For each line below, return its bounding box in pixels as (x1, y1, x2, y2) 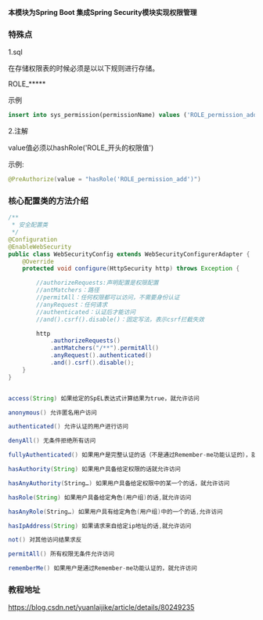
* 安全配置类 (11, 221, 49, 229)
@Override (22, 257, 55, 265)
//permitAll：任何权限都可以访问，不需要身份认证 (36, 294, 180, 301)
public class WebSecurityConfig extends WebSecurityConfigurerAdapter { (8, 250, 250, 258)
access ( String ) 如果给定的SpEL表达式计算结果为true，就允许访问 (8, 394, 200, 403)
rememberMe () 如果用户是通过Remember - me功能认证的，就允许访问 (8, 564, 197, 572)
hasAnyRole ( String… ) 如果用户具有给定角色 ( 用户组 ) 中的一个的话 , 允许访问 (8, 508, 223, 516)
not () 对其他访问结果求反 (8, 536, 82, 544)
